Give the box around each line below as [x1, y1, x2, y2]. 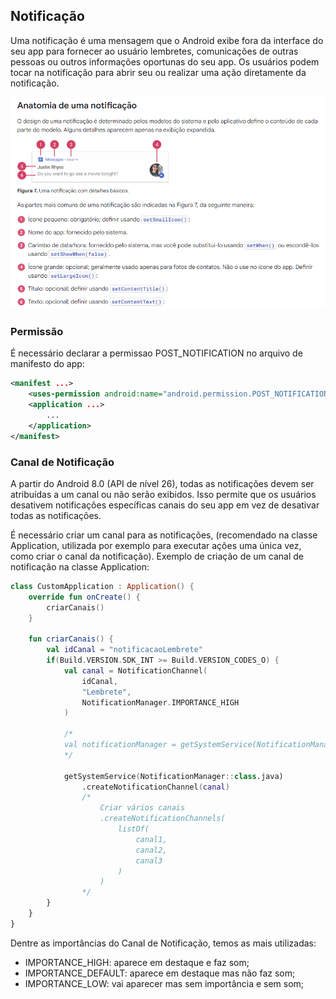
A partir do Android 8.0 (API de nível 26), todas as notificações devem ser [10, 477, 315, 489]
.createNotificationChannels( [99, 814, 226, 824]
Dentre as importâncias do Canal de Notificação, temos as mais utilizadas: [10, 937, 317, 949]
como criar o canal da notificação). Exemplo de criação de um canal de [10, 550, 304, 562]
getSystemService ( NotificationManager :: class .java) [63, 771, 284, 781]
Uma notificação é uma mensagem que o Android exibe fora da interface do [10, 34, 324, 46]
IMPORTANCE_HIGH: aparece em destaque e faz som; [24, 956, 250, 968]
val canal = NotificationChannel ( [63, 665, 208, 676]
